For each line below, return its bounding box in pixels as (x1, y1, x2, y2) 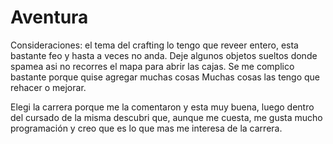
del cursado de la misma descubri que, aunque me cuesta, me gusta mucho (10, 111, 323, 123)
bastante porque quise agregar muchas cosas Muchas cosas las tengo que (10, 71, 320, 83)
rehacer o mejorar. (10, 81, 87, 93)
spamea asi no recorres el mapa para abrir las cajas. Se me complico (10, 60, 295, 72)
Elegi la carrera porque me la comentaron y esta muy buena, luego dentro (10, 101, 315, 113)
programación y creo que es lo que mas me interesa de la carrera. (10, 122, 283, 134)
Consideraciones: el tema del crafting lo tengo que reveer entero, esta (10, 39, 299, 51)
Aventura (10, 6, 89, 29)
